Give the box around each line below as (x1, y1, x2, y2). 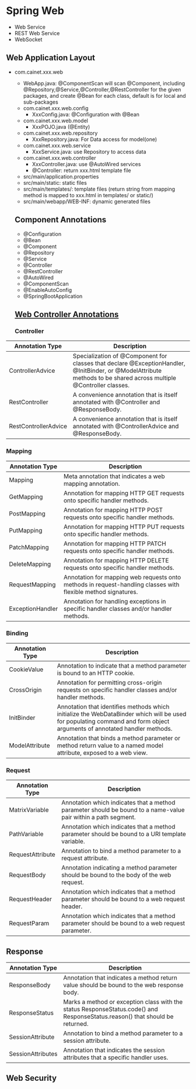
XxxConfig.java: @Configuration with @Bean (32, 111, 140, 118)
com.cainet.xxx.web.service (23, 142, 92, 149)
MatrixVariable (9, 806, 49, 814)
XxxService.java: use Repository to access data (32, 148, 147, 155)
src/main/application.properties (23, 173, 99, 180)
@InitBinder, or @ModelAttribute (72, 367, 162, 375)
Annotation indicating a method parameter (61, 864, 177, 872)
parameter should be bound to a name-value (61, 806, 185, 814)
